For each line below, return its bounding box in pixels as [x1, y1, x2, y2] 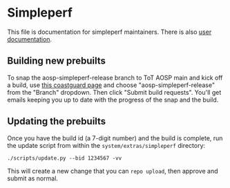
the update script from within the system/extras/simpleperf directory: [7, 141, 206, 149]
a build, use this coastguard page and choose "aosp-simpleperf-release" [7, 81, 215, 89]
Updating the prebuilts [7, 115, 106, 127]
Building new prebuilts [7, 55, 106, 67]
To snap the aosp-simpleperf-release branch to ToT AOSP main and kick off [7, 73, 223, 82]
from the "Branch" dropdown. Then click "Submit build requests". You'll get [7, 88, 222, 96]
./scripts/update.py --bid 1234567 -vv [7, 154, 122, 162]
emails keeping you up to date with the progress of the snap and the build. [7, 95, 219, 104]
